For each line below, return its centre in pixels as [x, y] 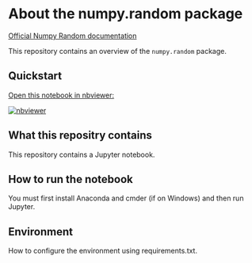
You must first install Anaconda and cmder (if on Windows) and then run [126, 198]
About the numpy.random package [126, 14]
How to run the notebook [71, 179]
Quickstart [35, 76]
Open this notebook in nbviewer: [61, 95]
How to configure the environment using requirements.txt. [103, 251]
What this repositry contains [80, 135]
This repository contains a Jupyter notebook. [82, 154]
